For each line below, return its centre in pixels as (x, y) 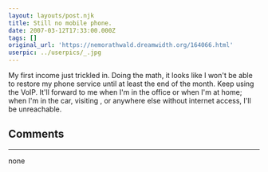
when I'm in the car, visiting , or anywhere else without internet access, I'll (130, 101)
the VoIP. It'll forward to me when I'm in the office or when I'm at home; (125, 92)
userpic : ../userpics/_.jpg (55, 53)
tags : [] (23, 38)
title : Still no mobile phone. (60, 23)
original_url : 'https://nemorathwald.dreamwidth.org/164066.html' (121, 45)
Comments (36, 134)
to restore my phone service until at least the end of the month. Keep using (131, 84)
